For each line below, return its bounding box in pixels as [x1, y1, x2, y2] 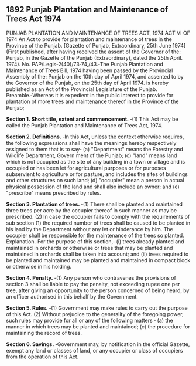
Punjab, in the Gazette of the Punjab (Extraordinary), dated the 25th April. [6, 54, 183, 61]
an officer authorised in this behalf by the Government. [6, 293, 139, 300]
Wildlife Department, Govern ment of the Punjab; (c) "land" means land [6, 152, 177, 159]
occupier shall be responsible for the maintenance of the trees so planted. [6, 232, 184, 239]
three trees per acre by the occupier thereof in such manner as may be [6, 206, 177, 213]
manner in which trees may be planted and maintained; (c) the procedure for [6, 323, 190, 330]
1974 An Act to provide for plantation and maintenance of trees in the [6, 35, 173, 43]
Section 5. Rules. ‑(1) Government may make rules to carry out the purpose [6, 304, 188, 311]
